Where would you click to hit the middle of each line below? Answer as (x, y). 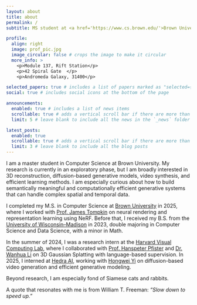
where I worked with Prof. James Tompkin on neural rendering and (86, 212)
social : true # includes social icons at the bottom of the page (87, 93)
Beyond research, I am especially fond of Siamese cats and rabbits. (87, 278)
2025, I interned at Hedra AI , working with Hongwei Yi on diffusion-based (95, 261)
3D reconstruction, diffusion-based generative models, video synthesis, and (98, 176)
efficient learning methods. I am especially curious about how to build (90, 182)
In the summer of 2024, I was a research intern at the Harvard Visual (89, 242)
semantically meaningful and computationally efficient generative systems (96, 188)
